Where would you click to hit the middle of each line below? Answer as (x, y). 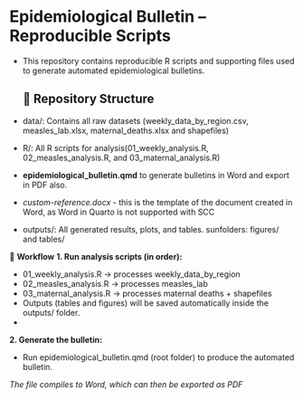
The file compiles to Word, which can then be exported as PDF (126, 384)
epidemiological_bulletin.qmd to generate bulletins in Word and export (156, 175)
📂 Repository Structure (88, 99)
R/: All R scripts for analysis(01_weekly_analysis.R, (115, 147)
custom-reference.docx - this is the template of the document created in (157, 202)
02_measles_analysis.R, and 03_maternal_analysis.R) (121, 157)
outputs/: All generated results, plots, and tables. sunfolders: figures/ (151, 229)
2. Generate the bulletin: (56, 339)
